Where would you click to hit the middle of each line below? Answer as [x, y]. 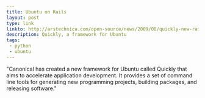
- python [20, 46]
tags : [13, 40]
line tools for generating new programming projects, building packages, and [102, 82]
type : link [20, 23]
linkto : [16, 29]
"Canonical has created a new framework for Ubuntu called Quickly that [97, 69]
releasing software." [31, 88]
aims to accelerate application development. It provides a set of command [99, 75]
